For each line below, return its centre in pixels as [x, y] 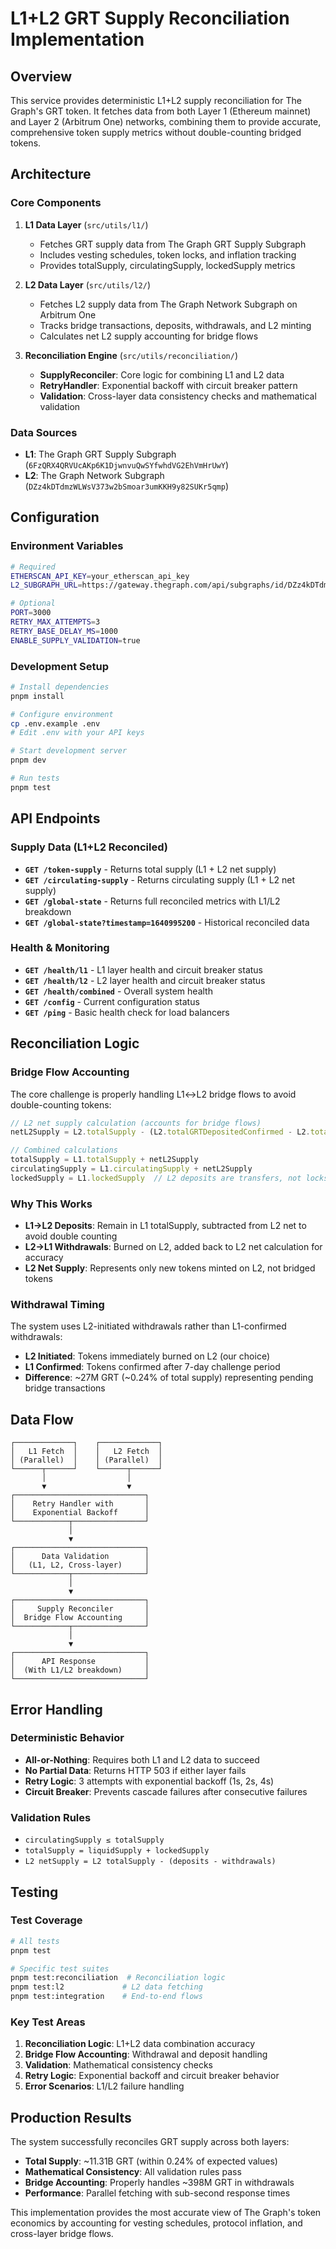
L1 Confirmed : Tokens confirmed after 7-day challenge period [152, 1367]
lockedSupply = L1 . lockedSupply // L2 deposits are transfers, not [156, 1178]
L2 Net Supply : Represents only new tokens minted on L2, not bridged [170, 1268]
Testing [34, 1892]
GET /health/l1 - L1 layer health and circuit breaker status [144, 969]
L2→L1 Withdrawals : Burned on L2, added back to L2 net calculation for [173, 1247]
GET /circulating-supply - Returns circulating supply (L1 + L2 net [160, 879]
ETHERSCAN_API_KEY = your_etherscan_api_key [100, 576]
